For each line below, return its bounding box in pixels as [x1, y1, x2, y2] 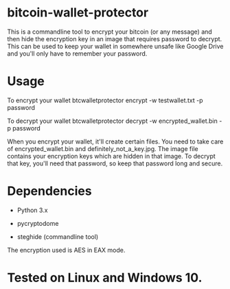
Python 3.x [16, 206, 48, 214]
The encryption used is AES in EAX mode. [7, 246, 126, 254]
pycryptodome [16, 219, 59, 227]
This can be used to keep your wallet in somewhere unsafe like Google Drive [7, 42, 224, 50]
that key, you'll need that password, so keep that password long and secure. [7, 159, 223, 167]
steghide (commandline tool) [16, 232, 99, 241]
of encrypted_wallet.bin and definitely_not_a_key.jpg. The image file [7, 144, 198, 152]
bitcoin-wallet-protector [7, 5, 149, 21]
